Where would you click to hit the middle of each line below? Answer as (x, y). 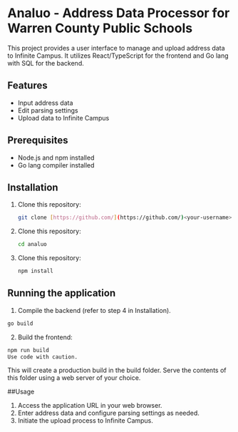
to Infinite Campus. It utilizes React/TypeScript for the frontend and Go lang (118, 56)
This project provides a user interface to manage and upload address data (117, 48)
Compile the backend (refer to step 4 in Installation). (94, 310)
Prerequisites (38, 140)
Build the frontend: (45, 337)
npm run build (29, 350)
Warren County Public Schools (100, 28)
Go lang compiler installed (56, 165)
